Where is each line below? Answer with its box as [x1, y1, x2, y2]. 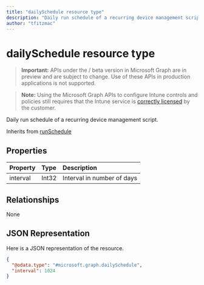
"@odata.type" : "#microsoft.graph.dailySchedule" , [12, 262, 143, 268]
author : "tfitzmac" [6, 20, 56, 26]
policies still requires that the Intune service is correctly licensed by [21, 98, 190, 105]
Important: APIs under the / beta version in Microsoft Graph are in [21, 66, 187, 74]
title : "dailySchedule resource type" [6, 9, 104, 15]
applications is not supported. [21, 80, 96, 87]
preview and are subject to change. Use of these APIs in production [21, 73, 191, 80]
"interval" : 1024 [12, 267, 56, 274]
